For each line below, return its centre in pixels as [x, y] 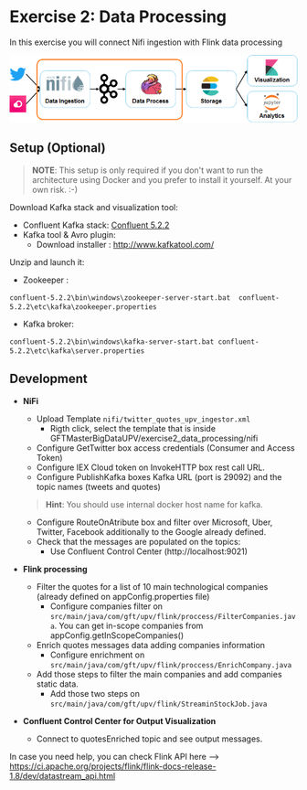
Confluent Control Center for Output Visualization [119, 721]
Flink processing [55, 569]
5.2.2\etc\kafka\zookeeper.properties [83, 307]
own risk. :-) [55, 189]
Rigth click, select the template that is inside [133, 428]
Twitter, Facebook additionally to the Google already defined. [151, 531]
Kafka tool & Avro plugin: [69, 234]
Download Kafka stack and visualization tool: [94, 207]
